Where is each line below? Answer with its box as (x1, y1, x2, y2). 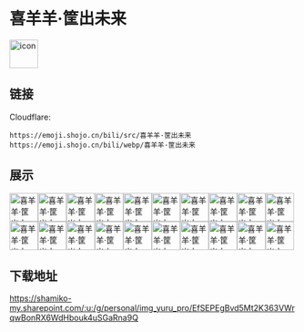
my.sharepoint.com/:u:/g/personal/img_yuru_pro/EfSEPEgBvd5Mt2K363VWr (9, 303, 296, 314)
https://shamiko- (9, 293, 72, 304)
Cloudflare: (9, 111, 52, 122)
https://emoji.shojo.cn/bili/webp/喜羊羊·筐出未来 (9, 140, 196, 150)
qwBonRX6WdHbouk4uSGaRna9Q (9, 312, 139, 324)
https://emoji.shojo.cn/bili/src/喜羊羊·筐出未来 (9, 130, 192, 140)
